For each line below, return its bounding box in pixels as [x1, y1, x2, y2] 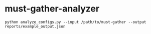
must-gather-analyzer [5, 3, 100, 14]
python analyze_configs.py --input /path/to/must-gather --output [5, 19, 146, 24]
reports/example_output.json [5, 23, 66, 29]
